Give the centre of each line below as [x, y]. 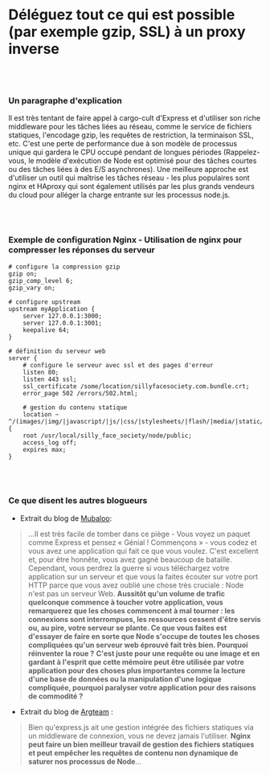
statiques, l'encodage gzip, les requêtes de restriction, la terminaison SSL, [131, 135]
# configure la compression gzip [64, 267]
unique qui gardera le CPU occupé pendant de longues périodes [115, 152]
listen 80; [41, 372]
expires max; [45, 449]
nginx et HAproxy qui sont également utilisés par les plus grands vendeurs [131, 186]
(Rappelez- [242, 152]
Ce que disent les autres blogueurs [78, 501]
